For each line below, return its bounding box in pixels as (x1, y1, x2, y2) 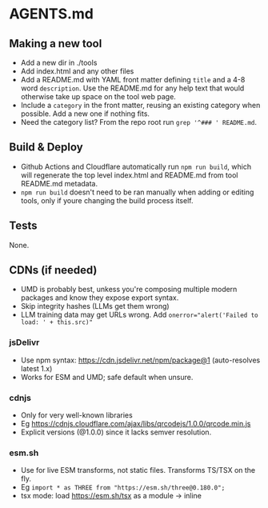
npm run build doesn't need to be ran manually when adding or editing (20, 187, 254, 197)
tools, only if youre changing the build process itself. (20, 195, 194, 205)
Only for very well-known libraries (20, 410, 133, 420)
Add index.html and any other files (20, 66, 134, 76)
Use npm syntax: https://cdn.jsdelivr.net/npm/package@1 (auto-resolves (20, 355, 261, 365)
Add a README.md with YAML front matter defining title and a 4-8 (20, 75, 246, 84)
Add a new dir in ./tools (20, 58, 98, 67)
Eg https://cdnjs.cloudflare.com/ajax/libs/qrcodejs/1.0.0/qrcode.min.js (20, 419, 251, 429)
